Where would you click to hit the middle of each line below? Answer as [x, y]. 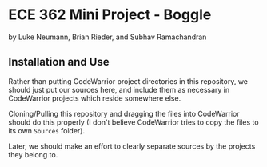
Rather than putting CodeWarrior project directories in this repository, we [128, 81]
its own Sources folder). [47, 130]
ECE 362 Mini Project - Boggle [110, 15]
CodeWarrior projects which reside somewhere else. [95, 98]
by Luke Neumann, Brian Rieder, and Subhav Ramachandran [108, 37]
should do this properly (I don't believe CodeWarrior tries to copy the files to [133, 122]
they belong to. [33, 154]
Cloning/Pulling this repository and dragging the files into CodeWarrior [124, 113]
